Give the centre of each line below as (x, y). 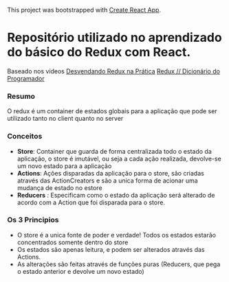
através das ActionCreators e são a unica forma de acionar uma (107, 180)
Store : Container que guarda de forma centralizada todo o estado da (114, 151)
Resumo (21, 96)
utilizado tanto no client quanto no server (65, 119)
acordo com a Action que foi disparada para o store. (91, 202)
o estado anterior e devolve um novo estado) (80, 271)
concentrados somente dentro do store (73, 242)
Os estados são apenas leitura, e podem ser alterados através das (111, 249)
